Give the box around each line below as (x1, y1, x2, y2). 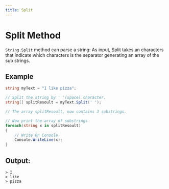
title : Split (5, 7, 33, 13)
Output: (5, 156, 31, 165)
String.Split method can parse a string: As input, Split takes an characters (5, 47, 164, 53)
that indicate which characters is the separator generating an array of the (5, 52, 159, 58)
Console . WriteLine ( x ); (14, 137, 63, 142)
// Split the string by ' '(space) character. (5, 95, 106, 100)
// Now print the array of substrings (5, 118, 88, 123)
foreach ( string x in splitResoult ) (5, 123, 81, 128)
